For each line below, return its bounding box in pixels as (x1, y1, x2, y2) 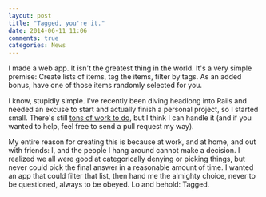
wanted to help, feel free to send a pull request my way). (8, 122, 194, 131)
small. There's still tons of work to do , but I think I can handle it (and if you (8, 113, 252, 123)
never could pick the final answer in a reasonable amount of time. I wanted (8, 163, 254, 172)
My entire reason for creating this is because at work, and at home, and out (8, 137, 256, 147)
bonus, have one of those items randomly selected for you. (8, 81, 202, 90)
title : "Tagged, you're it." (8, 19, 105, 27)
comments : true (8, 34, 59, 42)
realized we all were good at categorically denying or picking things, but (8, 154, 246, 164)
